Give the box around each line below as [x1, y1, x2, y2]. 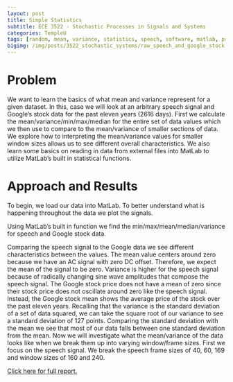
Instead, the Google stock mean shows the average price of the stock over [7, 294, 221, 302]
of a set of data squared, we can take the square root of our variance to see [7, 309, 224, 318]
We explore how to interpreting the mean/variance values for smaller [7, 132, 203, 140]
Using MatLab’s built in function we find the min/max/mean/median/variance [7, 222, 225, 230]
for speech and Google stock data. [7, 229, 106, 238]
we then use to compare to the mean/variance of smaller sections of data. [7, 124, 218, 132]
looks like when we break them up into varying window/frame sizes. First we [7, 338, 225, 347]
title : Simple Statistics [7, 17, 82, 24]
